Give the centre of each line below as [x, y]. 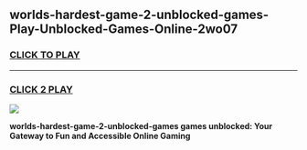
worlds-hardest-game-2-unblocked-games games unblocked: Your [141, 125]
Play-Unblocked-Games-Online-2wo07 [124, 30]
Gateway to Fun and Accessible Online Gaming [100, 135]
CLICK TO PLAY [45, 55]
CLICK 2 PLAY [41, 89]
